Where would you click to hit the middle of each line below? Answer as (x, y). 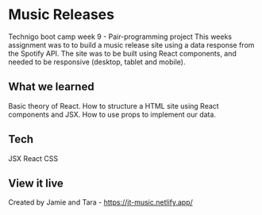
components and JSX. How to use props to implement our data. (112, 114)
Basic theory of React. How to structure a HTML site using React (114, 106)
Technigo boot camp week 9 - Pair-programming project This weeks (120, 36)
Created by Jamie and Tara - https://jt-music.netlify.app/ (100, 202)
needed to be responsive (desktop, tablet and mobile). (97, 62)
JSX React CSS (33, 158)
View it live (36, 183)
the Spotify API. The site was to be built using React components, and (122, 53)
